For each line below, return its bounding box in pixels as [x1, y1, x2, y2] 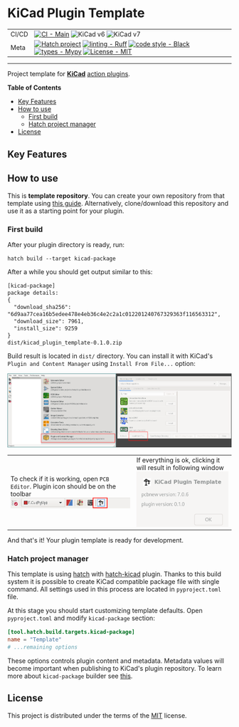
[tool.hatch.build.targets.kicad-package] [7, 629, 135, 636]
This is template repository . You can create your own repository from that [7, 191, 225, 200]
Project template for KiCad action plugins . [7, 70, 130, 78]
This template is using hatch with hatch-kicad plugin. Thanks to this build [7, 570, 222, 578]
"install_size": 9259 [14, 325, 78, 332]
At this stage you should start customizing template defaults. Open [7, 607, 203, 615]
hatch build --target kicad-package [7, 255, 116, 262]
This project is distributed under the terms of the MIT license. [7, 711, 187, 720]
